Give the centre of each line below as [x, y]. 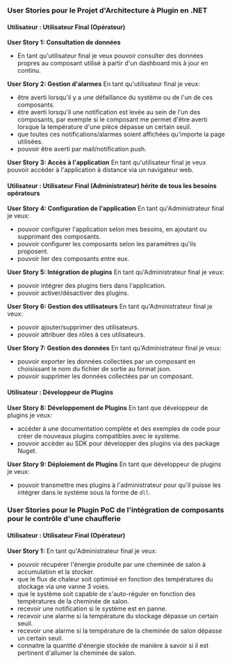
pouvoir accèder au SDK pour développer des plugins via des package [118, 443]
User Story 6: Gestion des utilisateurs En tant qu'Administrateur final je [110, 307]
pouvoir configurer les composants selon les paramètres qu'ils [107, 244]
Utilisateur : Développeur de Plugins [60, 392]
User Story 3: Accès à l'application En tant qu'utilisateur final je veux [107, 162]
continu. [29, 71]
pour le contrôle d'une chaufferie [64, 519]
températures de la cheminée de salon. [73, 601]
